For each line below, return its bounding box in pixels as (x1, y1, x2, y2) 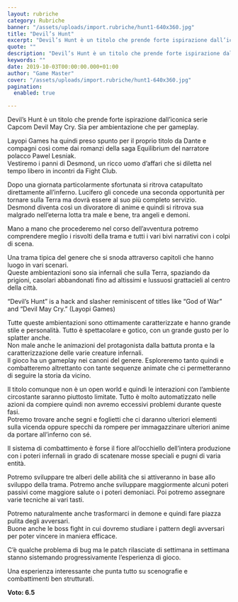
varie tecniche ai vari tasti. (7, 496, 84, 504)
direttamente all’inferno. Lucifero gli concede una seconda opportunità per (7, 188, 225, 197)
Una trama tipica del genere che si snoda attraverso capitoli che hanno (7, 253, 214, 262)
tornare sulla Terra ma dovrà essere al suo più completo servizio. (7, 196, 197, 204)
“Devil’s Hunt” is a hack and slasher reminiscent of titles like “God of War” (7, 297, 222, 306)
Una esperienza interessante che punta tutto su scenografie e (7, 567, 188, 576)
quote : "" (7, 43, 37, 50)
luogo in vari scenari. (7, 261, 69, 270)
